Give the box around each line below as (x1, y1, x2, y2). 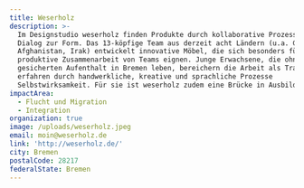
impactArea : (9, 89, 54, 98)
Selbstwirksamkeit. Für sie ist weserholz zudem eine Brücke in (17, 80, 265, 89)
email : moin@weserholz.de (9, 131, 107, 140)
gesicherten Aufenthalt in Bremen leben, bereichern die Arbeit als (17, 64, 281, 73)
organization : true (9, 114, 83, 123)
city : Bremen (9, 147, 59, 156)
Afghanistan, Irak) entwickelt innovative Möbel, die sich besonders (17, 47, 285, 56)
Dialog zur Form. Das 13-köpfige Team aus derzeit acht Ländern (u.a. (17, 38, 290, 48)
